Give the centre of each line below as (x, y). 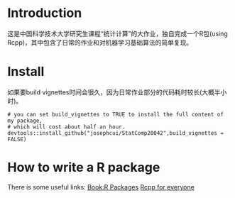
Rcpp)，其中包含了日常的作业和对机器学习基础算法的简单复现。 (100, 42)
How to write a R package (84, 167)
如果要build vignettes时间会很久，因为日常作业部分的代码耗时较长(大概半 (114, 92)
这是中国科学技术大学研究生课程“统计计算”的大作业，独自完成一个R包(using (118, 33)
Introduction (45, 13)
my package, (25, 121)
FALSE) (17, 139)
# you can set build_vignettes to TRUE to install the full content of (115, 114)
